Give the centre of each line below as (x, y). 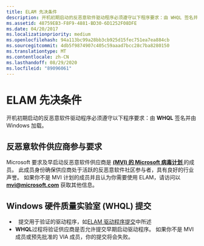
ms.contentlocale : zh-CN (38, 57)
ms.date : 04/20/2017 (32, 29)
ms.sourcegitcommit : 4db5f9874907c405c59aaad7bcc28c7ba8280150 (88, 46)
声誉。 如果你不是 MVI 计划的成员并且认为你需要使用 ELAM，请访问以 (93, 178)
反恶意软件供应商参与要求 (54, 146)
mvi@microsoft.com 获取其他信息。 (52, 185)
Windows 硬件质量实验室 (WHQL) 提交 (79, 206)
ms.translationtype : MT (36, 52)
